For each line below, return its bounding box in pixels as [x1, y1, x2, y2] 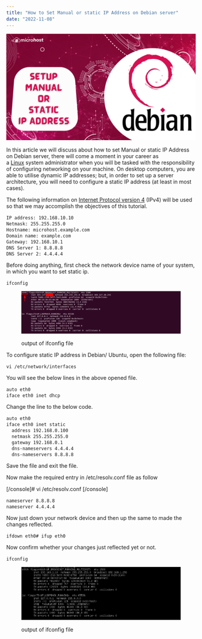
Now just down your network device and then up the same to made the [6, 515, 182, 522]
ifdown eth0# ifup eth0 [6, 533, 66, 539]
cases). [6, 185, 25, 192]
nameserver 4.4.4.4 [6, 504, 55, 510]
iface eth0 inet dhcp [6, 393, 61, 399]
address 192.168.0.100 [11, 427, 69, 434]
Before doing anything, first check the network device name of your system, [6, 261, 195, 269]
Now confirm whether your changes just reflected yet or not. [6, 544, 156, 551]
